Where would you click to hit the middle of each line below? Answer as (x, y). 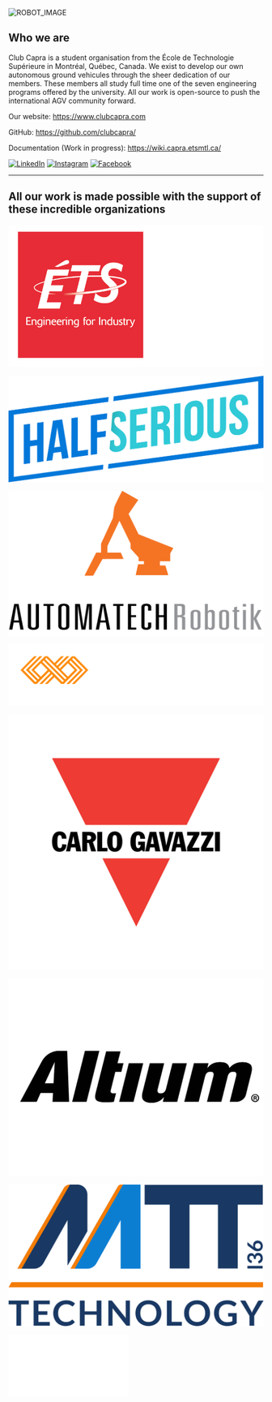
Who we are (39, 38)
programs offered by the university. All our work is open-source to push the (134, 92)
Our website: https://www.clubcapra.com (77, 116)
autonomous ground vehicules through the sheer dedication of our (119, 75)
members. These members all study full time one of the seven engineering (132, 83)
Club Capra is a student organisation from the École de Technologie (121, 58)
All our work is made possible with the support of (135, 197)
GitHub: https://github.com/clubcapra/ (72, 132)
